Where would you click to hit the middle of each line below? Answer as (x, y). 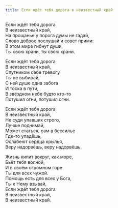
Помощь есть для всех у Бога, (39, 178)
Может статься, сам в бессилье (40, 131)
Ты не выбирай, (22, 77)
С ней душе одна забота (32, 83)
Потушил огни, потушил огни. (38, 99)
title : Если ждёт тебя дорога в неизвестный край (59, 10)
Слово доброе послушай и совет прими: (50, 41)
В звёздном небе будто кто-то (38, 94)
